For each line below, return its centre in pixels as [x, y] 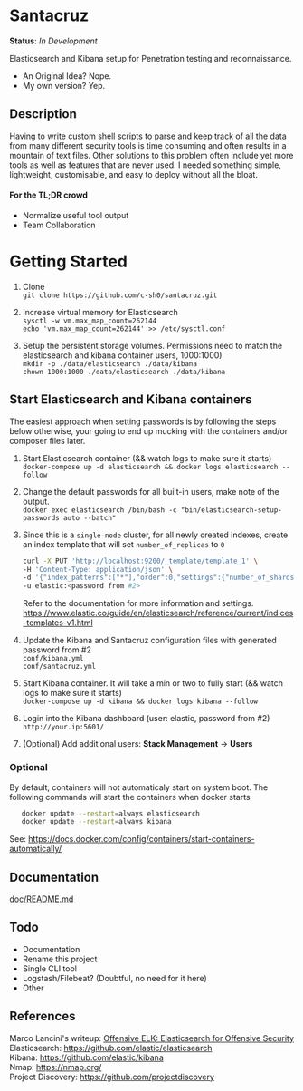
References [43, 1016]
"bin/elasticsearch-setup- [231, 510]
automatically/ [36, 849]
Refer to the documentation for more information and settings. [138, 603]
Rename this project [60, 959]
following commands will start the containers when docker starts [130, 797]
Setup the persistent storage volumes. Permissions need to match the [152, 345]
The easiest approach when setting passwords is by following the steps [143, 421]
